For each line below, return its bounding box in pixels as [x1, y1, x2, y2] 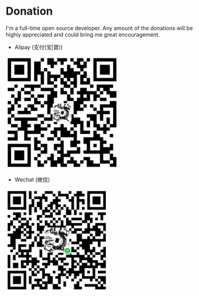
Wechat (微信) [14, 175, 50, 183]
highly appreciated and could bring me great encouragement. [5, 30, 160, 38]
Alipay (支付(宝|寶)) [14, 43, 63, 51]
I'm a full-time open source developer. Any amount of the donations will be [5, 24, 193, 32]
